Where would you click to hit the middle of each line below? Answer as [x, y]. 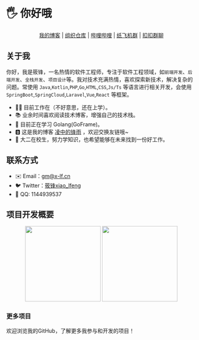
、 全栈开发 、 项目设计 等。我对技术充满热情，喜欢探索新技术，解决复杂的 [106, 79]
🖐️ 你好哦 [29, 14]
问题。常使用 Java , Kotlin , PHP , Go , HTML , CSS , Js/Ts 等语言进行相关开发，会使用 [99, 87]
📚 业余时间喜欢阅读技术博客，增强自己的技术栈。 [77, 115]
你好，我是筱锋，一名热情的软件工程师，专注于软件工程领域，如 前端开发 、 [97, 72]
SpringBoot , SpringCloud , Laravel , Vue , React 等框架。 [69, 94]
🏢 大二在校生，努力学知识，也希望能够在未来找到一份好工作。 [91, 139]
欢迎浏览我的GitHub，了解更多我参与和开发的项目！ [70, 330]
